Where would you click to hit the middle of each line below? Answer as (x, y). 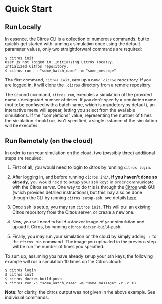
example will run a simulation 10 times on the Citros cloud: (63, 261)
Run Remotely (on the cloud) (49, 141)
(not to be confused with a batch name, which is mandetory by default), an (80, 105)
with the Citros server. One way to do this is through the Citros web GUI (84, 187)
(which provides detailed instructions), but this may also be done (77, 192)
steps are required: (24, 158)
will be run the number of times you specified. (58, 246)
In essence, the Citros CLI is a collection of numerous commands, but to (77, 39)
